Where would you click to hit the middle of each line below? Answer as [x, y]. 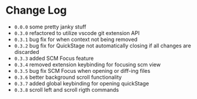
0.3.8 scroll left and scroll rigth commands [67, 90]
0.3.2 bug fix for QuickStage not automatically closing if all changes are [103, 46]
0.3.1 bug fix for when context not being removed [76, 39]
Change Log [36, 10]
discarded [27, 52]
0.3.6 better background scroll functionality [68, 77]
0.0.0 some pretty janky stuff [50, 27]
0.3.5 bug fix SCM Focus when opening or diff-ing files [82, 71]
